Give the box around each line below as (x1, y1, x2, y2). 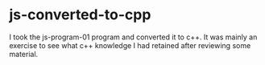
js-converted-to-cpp (9, 6, 151, 24)
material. (9, 49, 39, 59)
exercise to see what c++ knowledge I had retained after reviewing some (9, 40, 251, 50)
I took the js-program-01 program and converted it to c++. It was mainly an (9, 32, 258, 42)
